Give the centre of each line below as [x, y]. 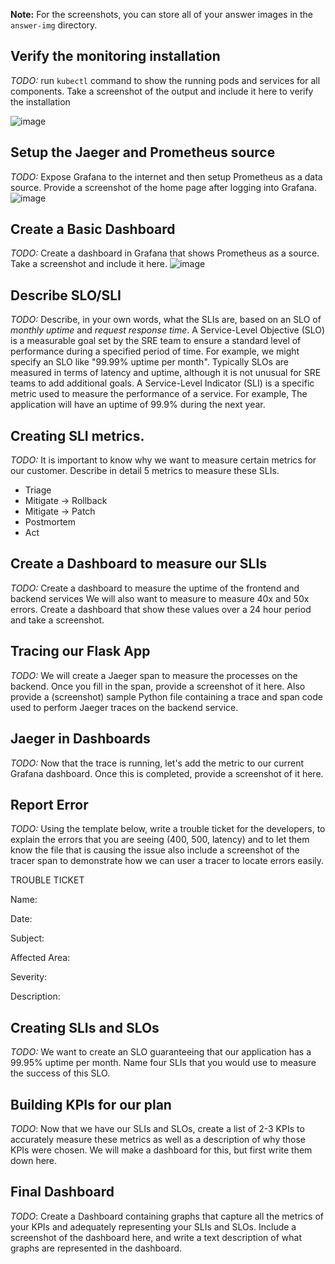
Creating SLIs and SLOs [85, 1027]
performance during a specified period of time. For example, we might [155, 351]
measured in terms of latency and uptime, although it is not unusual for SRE [166, 373]
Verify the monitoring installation [115, 56]
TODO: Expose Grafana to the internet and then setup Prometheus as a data [166, 176]
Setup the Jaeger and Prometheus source [143, 152]
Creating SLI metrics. [77, 435]
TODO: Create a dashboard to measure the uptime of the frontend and [155, 588]
